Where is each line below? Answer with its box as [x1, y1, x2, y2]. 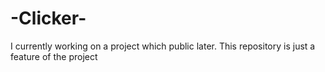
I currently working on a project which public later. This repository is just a [10, 40, 316, 52]
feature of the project [10, 50, 98, 62]
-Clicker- [10, 7, 87, 30]
